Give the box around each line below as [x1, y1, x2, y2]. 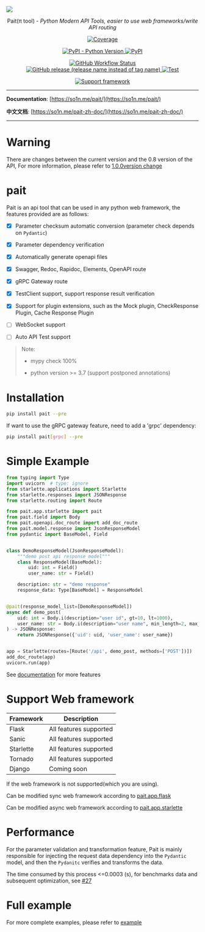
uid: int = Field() [28, 565, 78, 571]
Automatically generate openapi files [15, 253, 108, 260]
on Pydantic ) [15, 229, 48, 236]
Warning [6, 135, 51, 149]
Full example [6, 898, 72, 912]
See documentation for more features [6, 671, 101, 678]
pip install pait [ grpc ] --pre [6, 434, 84, 440]
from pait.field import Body [6, 514, 81, 520]
